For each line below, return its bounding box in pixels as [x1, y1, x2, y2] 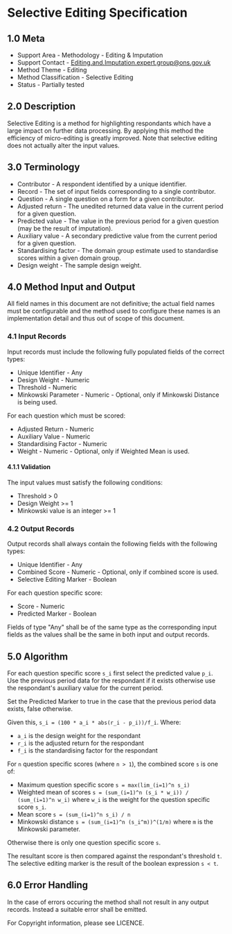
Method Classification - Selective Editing [17, 73, 134, 81]
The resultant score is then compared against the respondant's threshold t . [7, 852, 222, 860]
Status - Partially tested [17, 81, 84, 88]
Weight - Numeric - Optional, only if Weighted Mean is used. [17, 447, 190, 455]
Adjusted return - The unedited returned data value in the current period [17, 202, 224, 210]
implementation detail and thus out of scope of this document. [7, 314, 185, 322]
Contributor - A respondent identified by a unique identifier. [17, 179, 187, 188]
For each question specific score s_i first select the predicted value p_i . [7, 669, 213, 678]
